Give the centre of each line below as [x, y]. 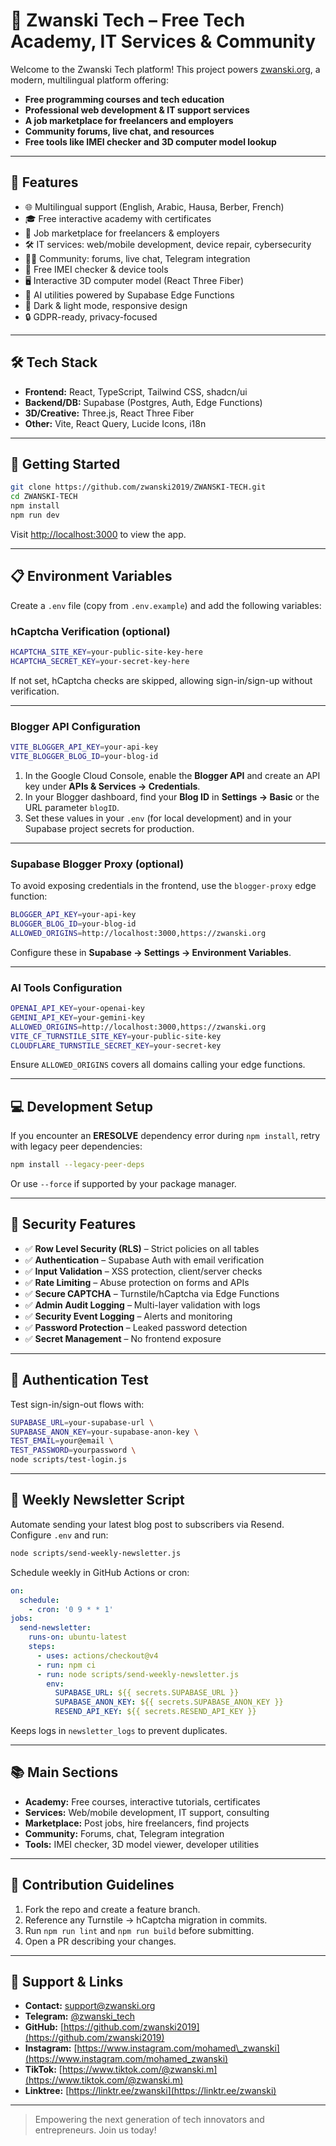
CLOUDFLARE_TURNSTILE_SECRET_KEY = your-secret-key [116, 1045]
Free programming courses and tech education [124, 99]
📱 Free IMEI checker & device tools [96, 269]
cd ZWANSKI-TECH [44, 497]
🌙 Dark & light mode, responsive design [106, 305]
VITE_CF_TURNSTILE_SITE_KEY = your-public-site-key [116, 1036]
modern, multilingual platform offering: [89, 80]
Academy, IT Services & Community [163, 41]
